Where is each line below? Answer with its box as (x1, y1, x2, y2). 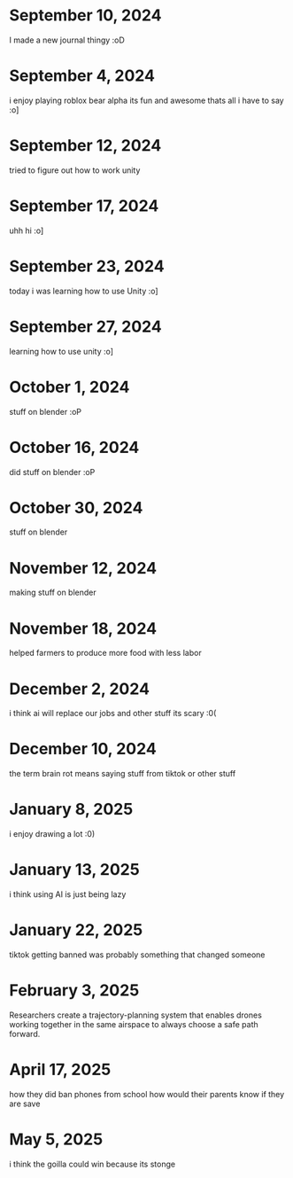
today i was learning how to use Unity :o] (9, 285, 158, 296)
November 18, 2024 (9, 618, 158, 638)
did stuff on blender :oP (9, 466, 96, 477)
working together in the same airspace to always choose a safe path (9, 1018, 258, 1029)
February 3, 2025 (9, 980, 140, 1001)
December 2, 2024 (9, 679, 150, 698)
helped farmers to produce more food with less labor (9, 648, 202, 659)
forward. (9, 1028, 41, 1039)
